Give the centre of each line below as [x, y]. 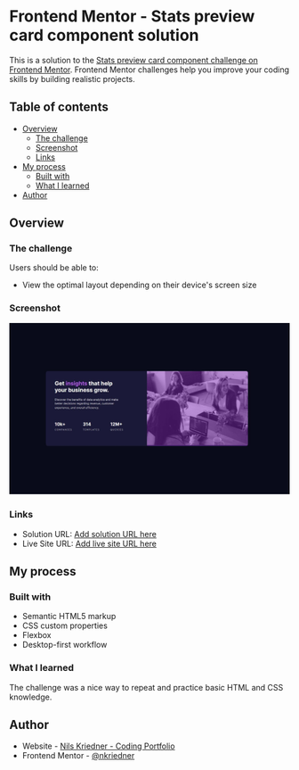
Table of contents [59, 108]
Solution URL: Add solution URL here [89, 534]
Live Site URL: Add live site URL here [89, 543]
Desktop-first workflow [65, 645]
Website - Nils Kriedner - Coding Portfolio [98, 746]
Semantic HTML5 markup [69, 617]
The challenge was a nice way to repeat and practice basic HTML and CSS [146, 687]
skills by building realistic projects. [72, 79]
